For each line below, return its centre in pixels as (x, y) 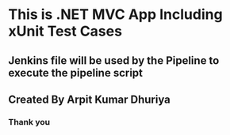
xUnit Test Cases (65, 31)
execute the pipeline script (76, 73)
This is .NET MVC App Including (116, 15)
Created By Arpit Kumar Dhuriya (89, 99)
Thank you (29, 122)
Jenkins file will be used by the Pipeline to (114, 60)
